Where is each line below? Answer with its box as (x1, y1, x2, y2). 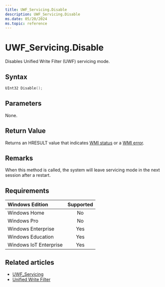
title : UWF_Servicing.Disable (5, 7, 67, 12)
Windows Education (7, 233, 54, 240)
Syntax (5, 72, 28, 81)
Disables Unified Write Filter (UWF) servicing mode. (5, 59, 110, 64)
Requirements (5, 187, 49, 195)
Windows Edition (7, 201, 48, 208)
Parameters (5, 99, 42, 108)
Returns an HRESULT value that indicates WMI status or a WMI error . (5, 140, 144, 146)
